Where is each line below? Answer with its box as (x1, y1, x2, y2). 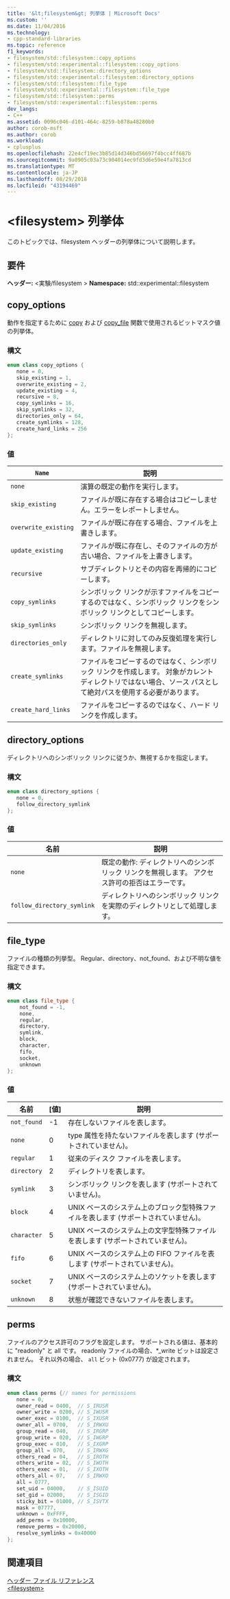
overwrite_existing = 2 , (16, 381, 88, 388)
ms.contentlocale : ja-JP (7, 169, 78, 176)
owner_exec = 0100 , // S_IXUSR (16, 1415, 109, 1422)
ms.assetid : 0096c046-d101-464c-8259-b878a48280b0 (7, 118, 155, 125)
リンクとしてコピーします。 (109, 608, 199, 617)
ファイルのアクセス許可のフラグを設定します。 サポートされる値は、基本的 (7, 1337, 218, 1346)
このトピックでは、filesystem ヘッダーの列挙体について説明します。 (7, 238, 199, 246)
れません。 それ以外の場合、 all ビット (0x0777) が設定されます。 (7, 1354, 194, 1363)
